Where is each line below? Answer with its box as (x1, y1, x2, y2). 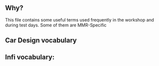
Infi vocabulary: (5, 53, 55, 61)
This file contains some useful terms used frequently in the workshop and (5, 17, 155, 22)
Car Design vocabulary (5, 36, 77, 44)
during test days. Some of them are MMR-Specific (5, 22, 107, 28)
